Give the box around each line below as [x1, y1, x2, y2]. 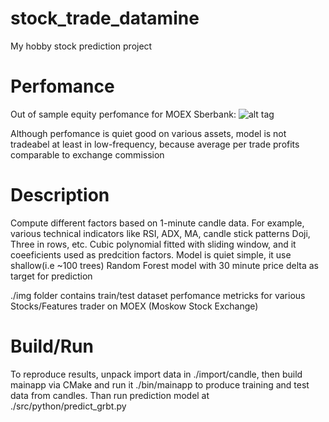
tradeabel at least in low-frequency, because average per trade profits [10, 138, 300, 150]
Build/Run [10, 335, 94, 357]
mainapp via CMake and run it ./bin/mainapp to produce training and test [10, 378, 310, 391]
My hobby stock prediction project [10, 40, 153, 52]
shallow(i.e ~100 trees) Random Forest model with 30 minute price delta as [10, 259, 319, 271]
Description [10, 184, 110, 207]
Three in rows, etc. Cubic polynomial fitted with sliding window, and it [10, 238, 297, 250]
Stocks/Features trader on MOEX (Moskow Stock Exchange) [10, 300, 259, 312]
